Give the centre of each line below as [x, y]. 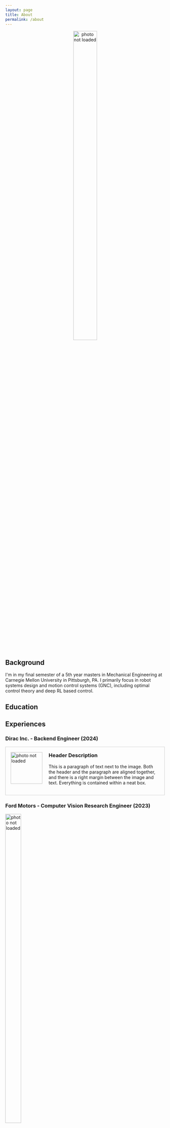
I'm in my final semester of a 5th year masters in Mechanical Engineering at [84, 675]
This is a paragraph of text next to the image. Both [101, 766]
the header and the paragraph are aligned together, [102, 772]
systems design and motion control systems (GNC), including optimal [77, 686]
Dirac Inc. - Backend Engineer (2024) [52, 738]
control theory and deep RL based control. [49, 691]
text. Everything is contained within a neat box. [98, 783]
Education [22, 707]
